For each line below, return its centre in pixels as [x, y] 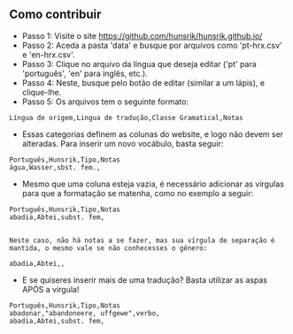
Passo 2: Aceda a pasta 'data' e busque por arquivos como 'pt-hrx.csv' [152, 45]
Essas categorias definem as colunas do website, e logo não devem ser [153, 134]
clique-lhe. [42, 92]
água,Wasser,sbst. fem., [55, 167]
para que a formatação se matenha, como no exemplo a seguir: [138, 193]
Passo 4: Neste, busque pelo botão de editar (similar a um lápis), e [143, 82]
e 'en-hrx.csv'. [48, 54]
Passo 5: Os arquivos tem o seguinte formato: [105, 102]
